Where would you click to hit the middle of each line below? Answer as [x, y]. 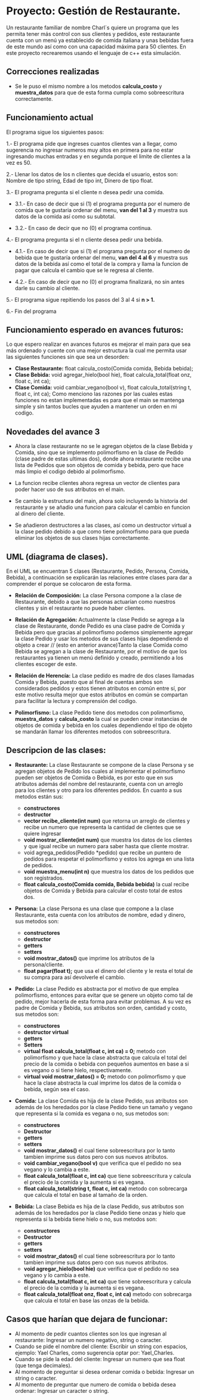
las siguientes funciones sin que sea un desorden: [68, 357]
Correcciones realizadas [53, 72]
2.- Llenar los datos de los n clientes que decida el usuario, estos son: [92, 174]
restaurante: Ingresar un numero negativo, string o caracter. [88, 1340]
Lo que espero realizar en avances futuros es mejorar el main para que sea [99, 344]
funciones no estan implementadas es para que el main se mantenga [100, 400]
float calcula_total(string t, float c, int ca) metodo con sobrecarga [106, 1188]
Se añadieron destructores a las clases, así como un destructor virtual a [103, 525]
